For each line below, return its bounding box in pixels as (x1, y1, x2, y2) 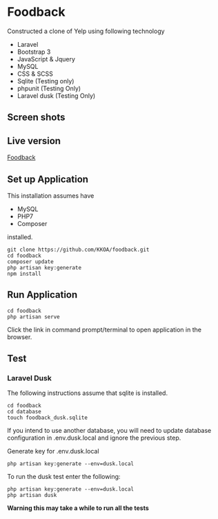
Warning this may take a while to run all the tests (7, 504, 150, 512)
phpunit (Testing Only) (17, 84, 81, 92)
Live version (7, 135, 61, 147)
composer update (7, 258, 54, 265)
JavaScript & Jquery (17, 54, 76, 63)
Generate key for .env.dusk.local (7, 447, 99, 456)
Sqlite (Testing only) (17, 77, 75, 85)
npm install (7, 270, 41, 277)
